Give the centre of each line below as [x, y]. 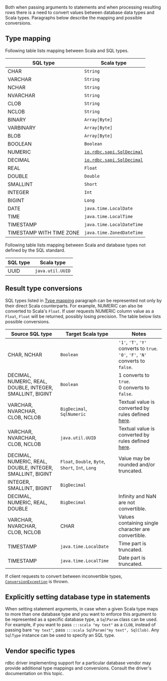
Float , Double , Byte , [83, 461]
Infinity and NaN [137, 496]
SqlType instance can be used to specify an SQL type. [60, 635]
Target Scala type [87, 334]
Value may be [134, 458]
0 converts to [134, 387]
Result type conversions [44, 288]
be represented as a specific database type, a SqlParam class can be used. [82, 619]
